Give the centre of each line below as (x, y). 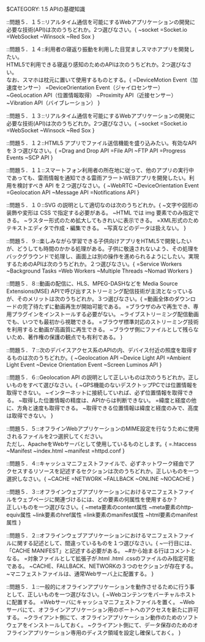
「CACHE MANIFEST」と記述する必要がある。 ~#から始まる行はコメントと (101, 551)
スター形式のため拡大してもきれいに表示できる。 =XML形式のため (116, 220)
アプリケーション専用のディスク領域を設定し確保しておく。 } (104, 633)
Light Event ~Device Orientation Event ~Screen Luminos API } (84, 364)
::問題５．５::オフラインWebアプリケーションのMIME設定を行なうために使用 (103, 429)
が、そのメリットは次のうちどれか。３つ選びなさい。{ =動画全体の (90, 299)
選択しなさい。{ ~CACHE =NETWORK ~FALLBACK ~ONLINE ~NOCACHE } (100, 479)
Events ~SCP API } (30, 157)
